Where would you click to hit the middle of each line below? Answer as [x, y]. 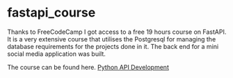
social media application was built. [57, 54]
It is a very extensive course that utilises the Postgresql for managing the [112, 39]
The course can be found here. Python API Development [88, 67]
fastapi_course [51, 13]
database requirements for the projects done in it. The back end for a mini [113, 46]
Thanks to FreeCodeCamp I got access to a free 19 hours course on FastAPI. [117, 32]
